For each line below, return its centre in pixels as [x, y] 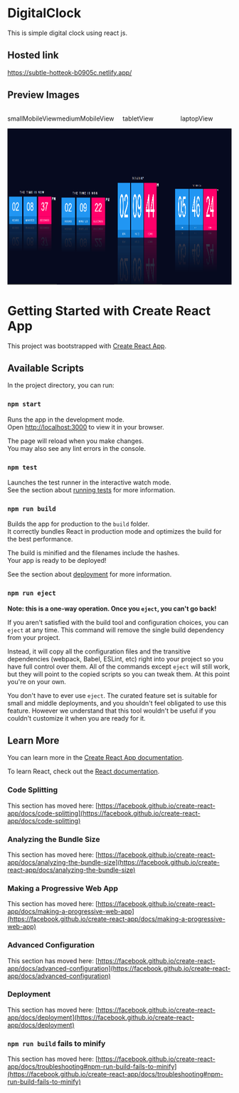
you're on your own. [37, 681]
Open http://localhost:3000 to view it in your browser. [86, 427]
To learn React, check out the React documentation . [84, 771]
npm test [22, 467]
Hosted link [33, 55]
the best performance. [40, 539]
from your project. [34, 637]
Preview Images [43, 95]
